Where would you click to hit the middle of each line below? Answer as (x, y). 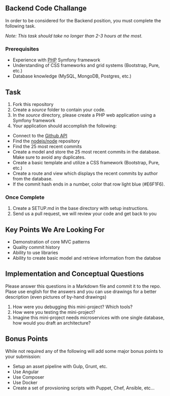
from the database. (32, 178)
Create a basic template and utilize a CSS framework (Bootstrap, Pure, (86, 162)
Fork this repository (33, 104)
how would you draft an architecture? (52, 323)
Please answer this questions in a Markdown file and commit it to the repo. (83, 286)
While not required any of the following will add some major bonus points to (84, 351)
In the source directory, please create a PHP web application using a (84, 115)
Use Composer (28, 377)
